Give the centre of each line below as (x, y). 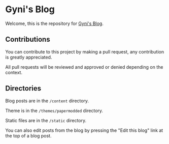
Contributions (28, 39)
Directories (23, 88)
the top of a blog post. (28, 135)
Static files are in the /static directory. (46, 120)
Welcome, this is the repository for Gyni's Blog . (55, 23)
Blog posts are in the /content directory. (47, 101)
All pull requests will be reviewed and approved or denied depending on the (84, 67)
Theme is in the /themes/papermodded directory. (54, 110)
